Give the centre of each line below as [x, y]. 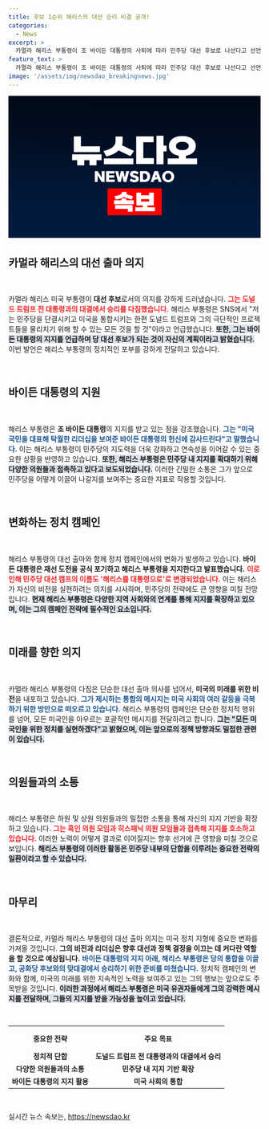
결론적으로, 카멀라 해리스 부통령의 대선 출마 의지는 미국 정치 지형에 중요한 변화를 [133, 939]
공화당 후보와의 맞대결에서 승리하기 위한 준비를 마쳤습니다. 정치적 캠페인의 [133, 968]
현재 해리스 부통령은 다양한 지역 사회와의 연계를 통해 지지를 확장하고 [136, 599]
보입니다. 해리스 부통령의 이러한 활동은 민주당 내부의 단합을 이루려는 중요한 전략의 [134, 849]
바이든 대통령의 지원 [54, 392]
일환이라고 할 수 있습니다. [48, 858]
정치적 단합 [50, 1056]
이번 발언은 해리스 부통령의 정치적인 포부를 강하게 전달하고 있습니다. [114, 349]
